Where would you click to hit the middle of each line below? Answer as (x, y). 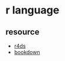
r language (32, 10)
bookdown (27, 52)
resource (22, 32)
